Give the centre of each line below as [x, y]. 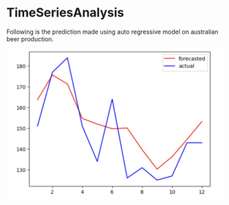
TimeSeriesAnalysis [65, 13]
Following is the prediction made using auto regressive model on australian [112, 32]
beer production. [30, 39]
